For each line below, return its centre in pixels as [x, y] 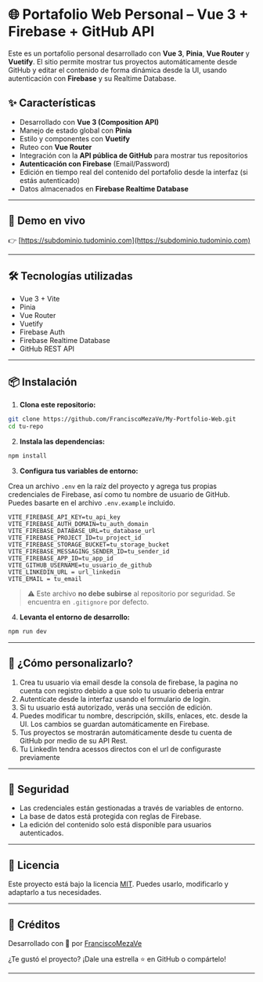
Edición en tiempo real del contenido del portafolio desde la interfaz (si [133, 172]
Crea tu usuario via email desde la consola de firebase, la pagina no [129, 682]
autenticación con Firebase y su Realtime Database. [92, 78]
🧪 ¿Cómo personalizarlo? [70, 664]
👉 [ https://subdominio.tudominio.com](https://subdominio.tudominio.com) [129, 240]
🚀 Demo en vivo [47, 221]
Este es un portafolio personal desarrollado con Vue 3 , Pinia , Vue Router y [129, 53]
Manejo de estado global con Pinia [76, 130]
